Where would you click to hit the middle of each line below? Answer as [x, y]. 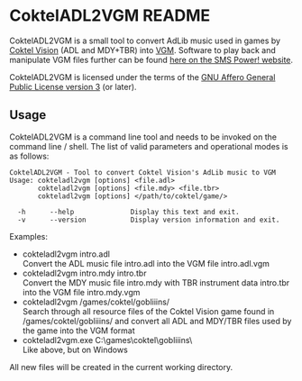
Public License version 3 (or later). [73, 86]
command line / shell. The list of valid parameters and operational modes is [149, 146]
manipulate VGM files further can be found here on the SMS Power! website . [151, 59]
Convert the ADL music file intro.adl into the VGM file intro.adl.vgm [146, 263]
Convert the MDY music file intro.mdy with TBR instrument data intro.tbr [156, 282]
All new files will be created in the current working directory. [121, 367]
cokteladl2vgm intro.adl [66, 254]
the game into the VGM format [78, 331]
